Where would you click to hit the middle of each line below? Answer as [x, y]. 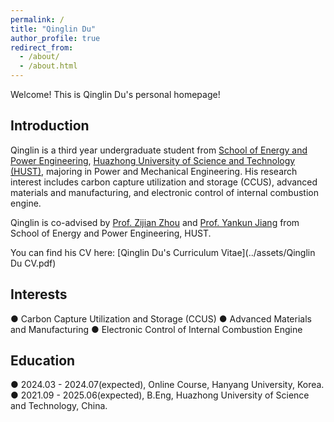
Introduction [50, 126]
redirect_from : [42, 47]
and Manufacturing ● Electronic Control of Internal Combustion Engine [156, 329]
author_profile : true [55, 38]
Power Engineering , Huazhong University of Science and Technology [153, 160]
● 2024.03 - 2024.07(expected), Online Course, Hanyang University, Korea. [167, 385]
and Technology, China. [59, 406]
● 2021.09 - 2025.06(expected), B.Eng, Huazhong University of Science [160, 395]
